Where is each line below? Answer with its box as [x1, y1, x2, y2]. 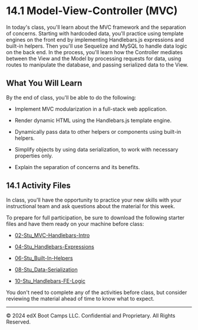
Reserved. [6, 318, 31, 325]
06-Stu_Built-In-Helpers [14, 255, 73, 262]
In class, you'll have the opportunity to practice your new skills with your [6, 196, 181, 203]
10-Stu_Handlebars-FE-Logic [14, 277, 85, 284]
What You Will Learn [6, 78, 82, 88]
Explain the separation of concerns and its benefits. [14, 163, 140, 170]
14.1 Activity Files [6, 181, 71, 191]
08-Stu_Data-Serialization [14, 266, 78, 273]
